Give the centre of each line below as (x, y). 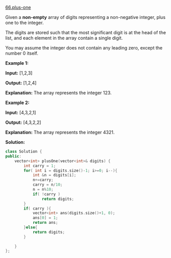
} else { (31, 227)
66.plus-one (18, 7)
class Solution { (24, 151)
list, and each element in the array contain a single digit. (64, 38)
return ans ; (45, 223)
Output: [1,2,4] (21, 83)
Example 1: (17, 63)
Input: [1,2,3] (19, 73)
